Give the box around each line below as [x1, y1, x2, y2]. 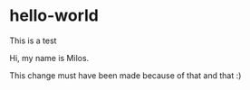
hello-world [9, 5, 100, 26]
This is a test [9, 35, 57, 46]
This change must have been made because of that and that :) [9, 69, 242, 81]
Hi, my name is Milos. [9, 52, 90, 63]
